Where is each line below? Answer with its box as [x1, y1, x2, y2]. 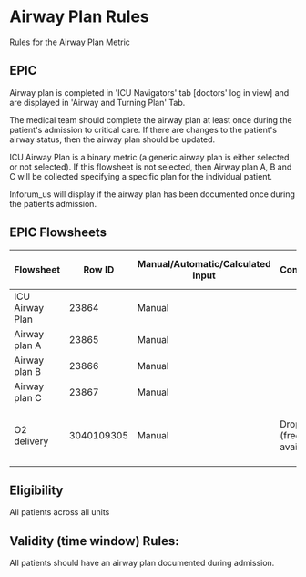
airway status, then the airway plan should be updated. [9, 134, 216, 145]
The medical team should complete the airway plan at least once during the [9, 114, 293, 125]
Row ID [83, 263, 115, 275]
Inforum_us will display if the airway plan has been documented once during [9, 189, 296, 200]
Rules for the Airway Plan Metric [9, 36, 130, 47]
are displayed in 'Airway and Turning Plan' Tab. [9, 97, 186, 108]
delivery [14, 435, 49, 448]
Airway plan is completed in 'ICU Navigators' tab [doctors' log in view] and [9, 87, 290, 98]
